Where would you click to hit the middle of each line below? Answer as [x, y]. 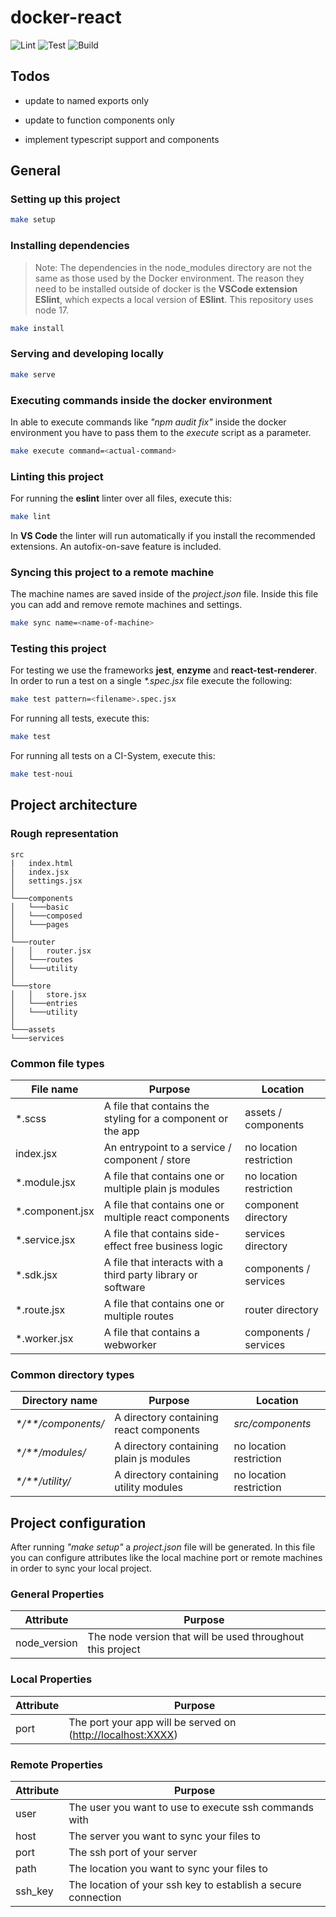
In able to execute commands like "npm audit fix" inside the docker [148, 422]
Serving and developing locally [87, 354]
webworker [130, 1345]
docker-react [66, 17]
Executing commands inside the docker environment [141, 400]
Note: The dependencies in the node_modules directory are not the [173, 267]
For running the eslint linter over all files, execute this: [121, 498]
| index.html [42, 863]
